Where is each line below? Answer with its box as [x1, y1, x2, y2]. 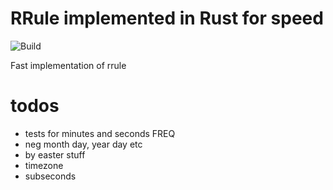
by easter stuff [24, 148, 86, 161]
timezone [24, 159, 64, 171]
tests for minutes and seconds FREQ [24, 127, 176, 139]
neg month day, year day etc [24, 138, 143, 150]
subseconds [24, 170, 77, 182]
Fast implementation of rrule [10, 59, 127, 71]
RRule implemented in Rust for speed [10, 7, 324, 30]
